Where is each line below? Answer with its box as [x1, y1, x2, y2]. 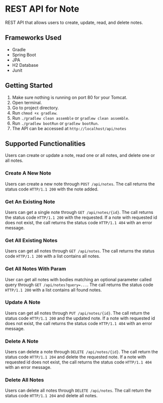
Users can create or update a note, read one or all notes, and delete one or [5, 153, 155, 158]
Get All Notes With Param [5, 266, 67, 272]
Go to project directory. [12, 105, 59, 111]
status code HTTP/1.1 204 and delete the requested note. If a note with [5, 354, 146, 360]
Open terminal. [12, 99, 42, 105]
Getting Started [5, 81, 53, 90]
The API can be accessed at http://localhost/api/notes [12, 125, 127, 131]
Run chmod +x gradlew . [12, 110, 57, 115]
